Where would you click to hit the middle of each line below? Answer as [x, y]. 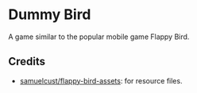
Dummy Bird [50, 15]
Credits [27, 62]
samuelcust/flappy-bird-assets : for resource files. [101, 80]
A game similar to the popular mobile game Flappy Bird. [99, 37]
